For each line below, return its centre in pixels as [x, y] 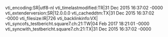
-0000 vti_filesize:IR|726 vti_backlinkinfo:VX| [52, 18]
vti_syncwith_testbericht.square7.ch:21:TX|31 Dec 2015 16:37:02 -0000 [78, 29]
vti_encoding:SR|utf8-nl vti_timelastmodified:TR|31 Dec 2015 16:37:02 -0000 [84, 8]
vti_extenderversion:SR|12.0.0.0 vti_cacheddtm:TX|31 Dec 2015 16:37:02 [80, 13]
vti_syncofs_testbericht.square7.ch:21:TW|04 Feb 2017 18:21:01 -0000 [77, 23]
